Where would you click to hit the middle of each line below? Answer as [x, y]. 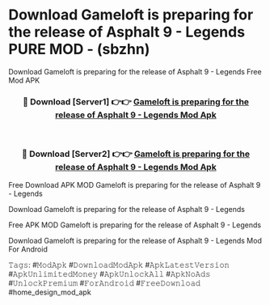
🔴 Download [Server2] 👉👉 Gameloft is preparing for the [136, 154]
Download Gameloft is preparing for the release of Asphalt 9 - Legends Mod [135, 240]
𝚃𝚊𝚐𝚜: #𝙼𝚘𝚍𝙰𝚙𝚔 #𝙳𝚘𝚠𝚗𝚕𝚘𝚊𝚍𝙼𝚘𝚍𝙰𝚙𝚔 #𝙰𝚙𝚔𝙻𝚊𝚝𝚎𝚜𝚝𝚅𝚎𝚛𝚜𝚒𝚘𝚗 [119, 265]
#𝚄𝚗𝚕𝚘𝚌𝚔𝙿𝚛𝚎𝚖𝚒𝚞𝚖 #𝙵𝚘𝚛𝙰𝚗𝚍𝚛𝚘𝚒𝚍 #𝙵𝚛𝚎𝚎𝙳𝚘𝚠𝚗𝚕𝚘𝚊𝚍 [104, 283]
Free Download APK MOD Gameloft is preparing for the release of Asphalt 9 [135, 184]
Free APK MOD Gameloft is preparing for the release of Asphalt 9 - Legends [135, 225]
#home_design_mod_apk [50, 292]
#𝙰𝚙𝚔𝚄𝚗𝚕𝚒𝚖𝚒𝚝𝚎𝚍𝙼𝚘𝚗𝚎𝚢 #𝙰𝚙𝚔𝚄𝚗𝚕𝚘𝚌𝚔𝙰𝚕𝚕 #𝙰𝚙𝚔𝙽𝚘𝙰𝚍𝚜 [110, 273]
